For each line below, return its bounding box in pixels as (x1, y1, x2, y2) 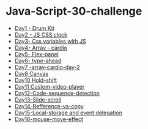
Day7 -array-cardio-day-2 (14, 63, 80, 71)
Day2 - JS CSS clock (14, 31, 68, 38)
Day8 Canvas (14, 70, 49, 77)
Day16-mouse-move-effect (14, 115, 84, 123)
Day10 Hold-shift (14, 76, 57, 84)
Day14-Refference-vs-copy (14, 102, 84, 109)
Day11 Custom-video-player (14, 83, 85, 90)
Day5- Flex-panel (14, 50, 59, 57)
